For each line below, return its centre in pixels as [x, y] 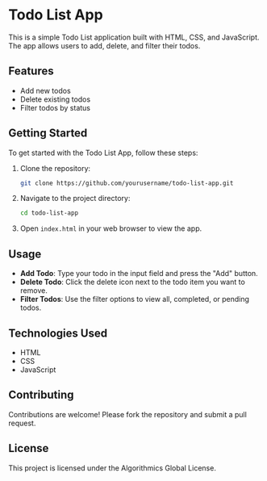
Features [31, 71]
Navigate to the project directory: [75, 199]
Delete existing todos [55, 99]
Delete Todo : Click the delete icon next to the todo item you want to [133, 282]
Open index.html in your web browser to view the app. [111, 228]
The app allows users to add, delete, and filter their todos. [104, 45]
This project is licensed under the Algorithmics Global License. [112, 468]
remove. [34, 291]
